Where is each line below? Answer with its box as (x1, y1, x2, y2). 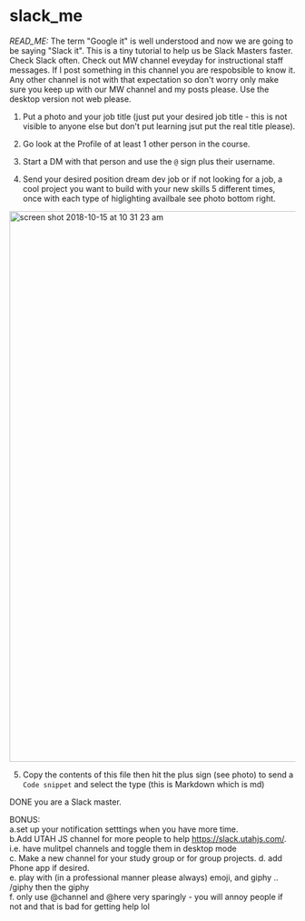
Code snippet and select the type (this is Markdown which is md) (22, 778, 265, 789)
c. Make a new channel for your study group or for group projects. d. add (9, 852, 283, 864)
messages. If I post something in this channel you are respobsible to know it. (9, 65, 296, 75)
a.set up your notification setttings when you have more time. (9, 824, 239, 835)
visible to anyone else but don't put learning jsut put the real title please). (22, 120, 296, 132)
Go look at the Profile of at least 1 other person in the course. (22, 138, 251, 149)
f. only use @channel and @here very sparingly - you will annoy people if (9, 891, 283, 902)
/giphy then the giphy (9, 881, 90, 892)
